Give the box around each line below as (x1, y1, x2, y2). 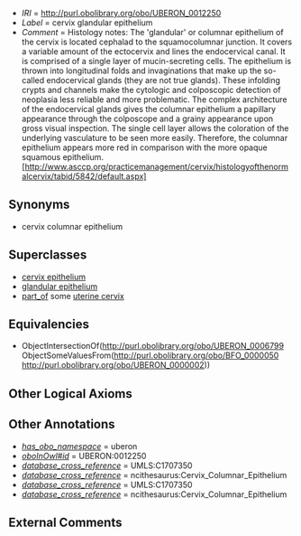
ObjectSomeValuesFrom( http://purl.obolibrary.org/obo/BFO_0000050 (21, 350, 279, 361)
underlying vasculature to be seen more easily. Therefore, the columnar (21, 133, 288, 143)
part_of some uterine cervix (21, 290, 125, 301)
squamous (21, 152, 61, 162)
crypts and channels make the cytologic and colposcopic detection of (21, 85, 281, 95)
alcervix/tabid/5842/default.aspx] (21, 171, 147, 182)
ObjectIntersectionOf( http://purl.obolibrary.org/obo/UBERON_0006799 (21, 341, 285, 352)
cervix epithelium (21, 271, 87, 282)
